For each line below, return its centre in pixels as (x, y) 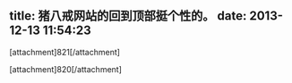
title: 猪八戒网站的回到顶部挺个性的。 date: (128, 16)
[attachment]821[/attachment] (65, 52)
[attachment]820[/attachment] (66, 69)
